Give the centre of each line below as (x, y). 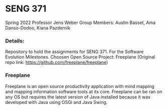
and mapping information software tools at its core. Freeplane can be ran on (84, 91)
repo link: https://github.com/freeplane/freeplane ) (57, 62)
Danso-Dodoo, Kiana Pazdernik (38, 27)
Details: (15, 40)
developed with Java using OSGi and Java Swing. (56, 102)
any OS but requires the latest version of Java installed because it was (78, 97)
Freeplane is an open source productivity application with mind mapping (80, 86)
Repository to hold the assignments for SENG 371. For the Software (74, 52)
